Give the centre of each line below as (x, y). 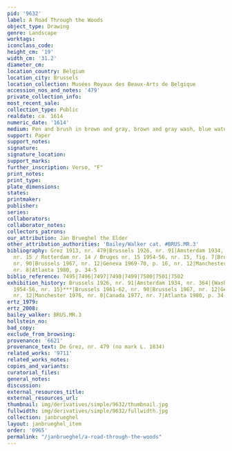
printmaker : (24, 200)
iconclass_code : (30, 46)
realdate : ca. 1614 (35, 116)
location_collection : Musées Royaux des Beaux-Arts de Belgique (101, 84)
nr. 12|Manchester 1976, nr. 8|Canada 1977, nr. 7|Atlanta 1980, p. (114, 296)
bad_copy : (21, 328)
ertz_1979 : (23, 302)
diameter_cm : (26, 65)
